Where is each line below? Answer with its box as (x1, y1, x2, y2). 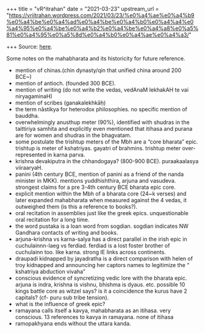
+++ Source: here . (6, 43, 53, 50)
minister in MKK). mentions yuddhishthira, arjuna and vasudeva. (15, 177, 176, 184)
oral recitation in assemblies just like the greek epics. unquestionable (15, 210, 189, 216)
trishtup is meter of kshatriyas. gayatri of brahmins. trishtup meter (15, 145, 181, 152)
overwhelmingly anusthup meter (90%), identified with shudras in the (15, 119, 190, 126)
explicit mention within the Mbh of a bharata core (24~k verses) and (15, 190, 187, 197)
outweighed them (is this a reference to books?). (15, 203, 138, 210)
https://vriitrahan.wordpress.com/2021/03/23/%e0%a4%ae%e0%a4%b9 (9, 12, 195, 19)
